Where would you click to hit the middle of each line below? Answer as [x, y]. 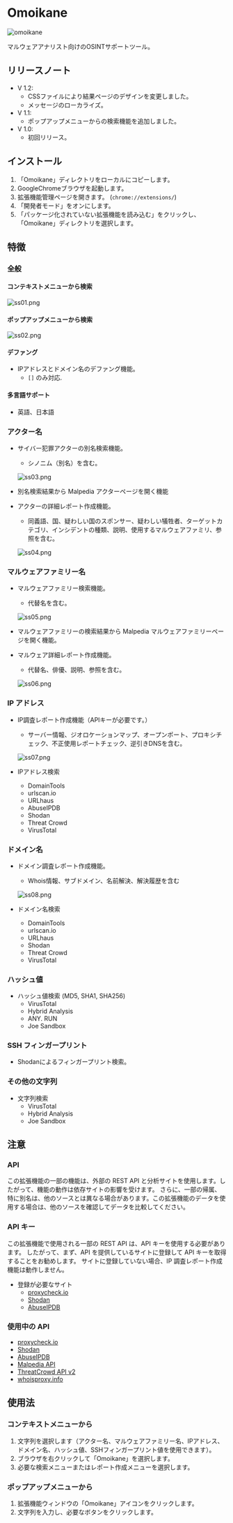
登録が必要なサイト [45, 1284]
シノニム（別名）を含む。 [64, 463]
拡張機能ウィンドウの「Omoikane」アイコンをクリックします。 [107, 1503]
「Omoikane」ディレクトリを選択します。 [77, 223]
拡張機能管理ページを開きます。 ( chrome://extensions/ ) [97, 197]
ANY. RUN [42, 1019]
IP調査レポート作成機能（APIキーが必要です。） [84, 719]
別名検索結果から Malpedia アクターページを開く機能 [93, 491]
